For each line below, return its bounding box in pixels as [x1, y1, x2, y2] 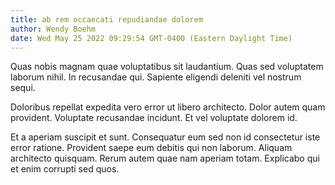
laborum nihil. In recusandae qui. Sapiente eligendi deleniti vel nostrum [10, 71, 302, 83]
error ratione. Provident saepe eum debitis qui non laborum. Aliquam [10, 142, 293, 154]
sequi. [10, 82, 36, 94]
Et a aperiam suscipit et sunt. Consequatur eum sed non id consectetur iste [10, 131, 321, 143]
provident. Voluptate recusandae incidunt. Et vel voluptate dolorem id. [10, 112, 298, 124]
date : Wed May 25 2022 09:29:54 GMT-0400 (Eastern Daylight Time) [10, 33, 293, 43]
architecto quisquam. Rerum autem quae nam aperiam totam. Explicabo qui [10, 152, 320, 165]
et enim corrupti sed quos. [10, 163, 120, 175]
